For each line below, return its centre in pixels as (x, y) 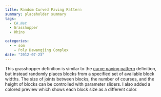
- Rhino (17, 32)
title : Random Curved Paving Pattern (43, 10)
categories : (17, 41)
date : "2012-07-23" (25, 55)
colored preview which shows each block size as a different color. (71, 89)
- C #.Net (18, 23)
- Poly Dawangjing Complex (41, 50)
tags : (10, 19)
